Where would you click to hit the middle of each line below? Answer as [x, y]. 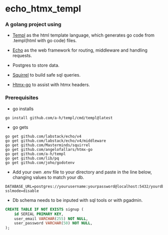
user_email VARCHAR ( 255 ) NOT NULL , [51, 218]
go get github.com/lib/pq [32, 158]
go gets [20, 127]
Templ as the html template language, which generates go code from [83, 35]
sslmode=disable [22, 191]
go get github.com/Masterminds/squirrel [48, 145]
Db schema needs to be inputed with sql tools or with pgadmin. [77, 200]
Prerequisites [22, 98]
